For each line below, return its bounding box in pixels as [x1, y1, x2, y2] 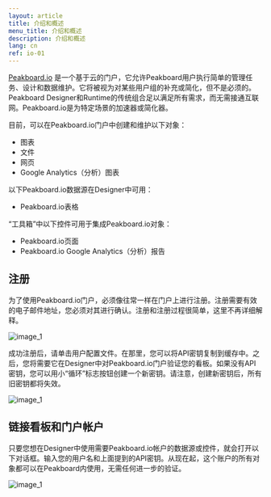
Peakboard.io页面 [19, 236, 79, 246]
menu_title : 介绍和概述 [8, 27, 82, 35]
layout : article [8, 11, 63, 20]
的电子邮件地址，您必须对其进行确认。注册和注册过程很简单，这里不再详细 [8, 305, 256, 315]
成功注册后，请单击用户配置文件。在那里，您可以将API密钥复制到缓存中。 [8, 348, 253, 358]
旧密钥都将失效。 [8, 378, 65, 388]
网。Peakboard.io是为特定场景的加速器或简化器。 [8, 103, 173, 112]
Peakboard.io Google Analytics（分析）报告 [19, 246, 165, 255]
